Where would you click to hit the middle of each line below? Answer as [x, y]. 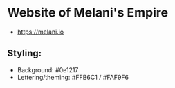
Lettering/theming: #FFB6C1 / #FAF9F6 [73, 77]
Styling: [25, 53]
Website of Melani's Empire [87, 13]
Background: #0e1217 [48, 69]
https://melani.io [40, 32]
